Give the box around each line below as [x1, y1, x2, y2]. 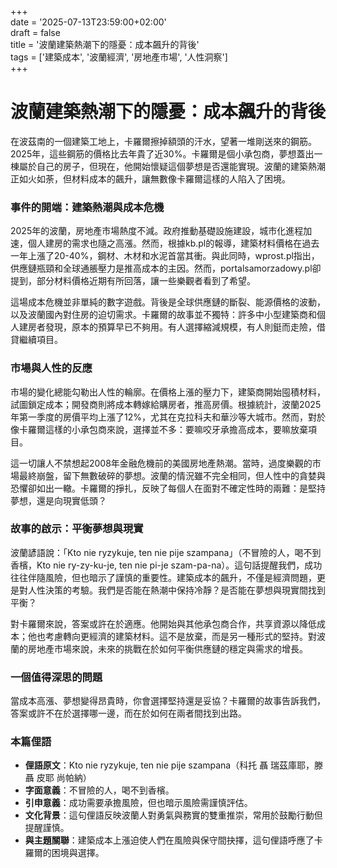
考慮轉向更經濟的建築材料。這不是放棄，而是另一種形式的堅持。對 [44, 630, 317, 642]
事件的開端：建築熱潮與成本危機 [10, 200, 165, 214]
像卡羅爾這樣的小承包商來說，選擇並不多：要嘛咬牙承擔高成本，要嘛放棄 [10, 423, 308, 435]
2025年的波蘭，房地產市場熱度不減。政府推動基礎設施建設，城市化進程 [10, 225, 304, 237]
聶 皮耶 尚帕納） [24, 772, 92, 784]
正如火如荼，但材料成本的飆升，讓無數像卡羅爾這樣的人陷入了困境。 [10, 172, 291, 185]
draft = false [10, 27, 61, 38]
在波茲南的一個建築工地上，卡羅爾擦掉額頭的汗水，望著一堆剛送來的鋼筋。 [10, 135, 317, 147]
